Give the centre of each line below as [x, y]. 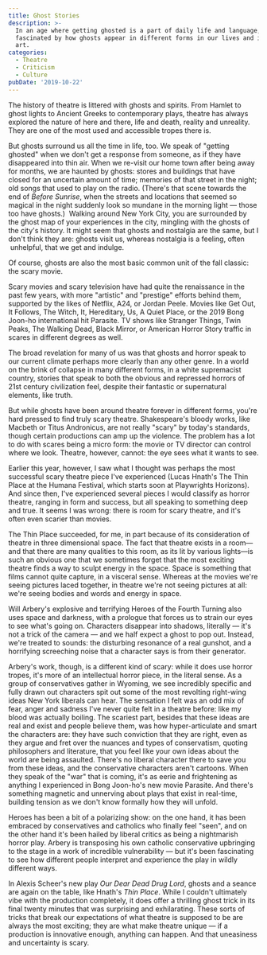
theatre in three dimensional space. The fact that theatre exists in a [118, 543]
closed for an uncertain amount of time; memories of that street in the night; [133, 179]
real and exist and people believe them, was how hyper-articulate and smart [133, 726]
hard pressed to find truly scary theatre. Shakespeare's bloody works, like [129, 419]
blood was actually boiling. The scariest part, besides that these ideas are [129, 717]
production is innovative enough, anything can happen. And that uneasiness [133, 934]
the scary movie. [36, 271]
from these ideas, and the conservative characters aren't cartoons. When [128, 768]
